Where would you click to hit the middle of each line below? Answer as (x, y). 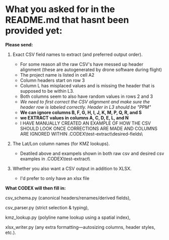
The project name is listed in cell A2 (57, 75)
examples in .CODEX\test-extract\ (55, 159)
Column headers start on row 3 (52, 80)
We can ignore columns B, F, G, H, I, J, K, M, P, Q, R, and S (81, 112)
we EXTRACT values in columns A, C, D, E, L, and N (74, 117)
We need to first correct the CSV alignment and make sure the (85, 101)
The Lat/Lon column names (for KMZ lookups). (61, 143)
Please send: (19, 44)
